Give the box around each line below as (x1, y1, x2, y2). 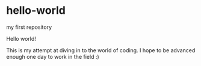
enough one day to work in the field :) (6, 53, 99, 60)
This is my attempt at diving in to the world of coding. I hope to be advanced (6, 46, 196, 54)
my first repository (6, 23, 52, 31)
